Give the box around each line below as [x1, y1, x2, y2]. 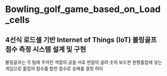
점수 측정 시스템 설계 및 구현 [5, 45, 87, 53]
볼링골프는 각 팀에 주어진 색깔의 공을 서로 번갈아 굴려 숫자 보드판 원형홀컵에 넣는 [5, 59, 162, 65]
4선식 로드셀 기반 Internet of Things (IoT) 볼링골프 [5, 35, 157, 44]
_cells [5, 14, 30, 26]
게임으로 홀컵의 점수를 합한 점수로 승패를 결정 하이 [5, 65, 103, 71]
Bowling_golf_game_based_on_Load [5, 4, 161, 15]
